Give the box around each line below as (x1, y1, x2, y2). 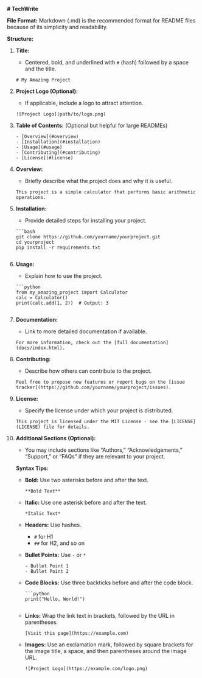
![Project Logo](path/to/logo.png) (15, 111, 106, 117)
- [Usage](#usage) (15, 144, 63, 150)
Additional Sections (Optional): (15, 435, 96, 441)
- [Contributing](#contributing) (15, 150, 101, 156)
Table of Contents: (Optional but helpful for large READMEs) (15, 122, 168, 129)
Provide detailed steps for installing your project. (24, 217, 147, 224)
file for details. (43, 424, 90, 430)
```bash (15, 229, 35, 235)
